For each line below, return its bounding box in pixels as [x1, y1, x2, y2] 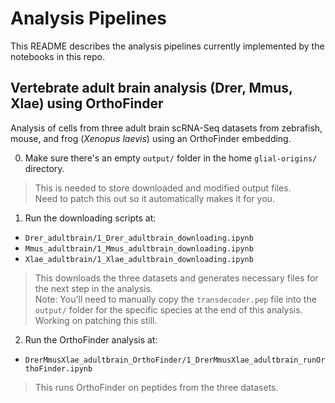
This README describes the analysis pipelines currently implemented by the [10, 40, 325, 52]
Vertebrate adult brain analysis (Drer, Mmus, [10, 80, 293, 97]
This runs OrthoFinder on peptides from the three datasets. [34, 381, 279, 393]
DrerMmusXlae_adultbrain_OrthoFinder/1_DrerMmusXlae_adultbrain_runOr [24, 355, 326, 365]
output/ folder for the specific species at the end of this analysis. [34, 303, 303, 316]
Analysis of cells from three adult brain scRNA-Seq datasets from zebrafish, [10, 122, 323, 134]
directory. [24, 162, 65, 174]
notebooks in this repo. [10, 50, 106, 62]
